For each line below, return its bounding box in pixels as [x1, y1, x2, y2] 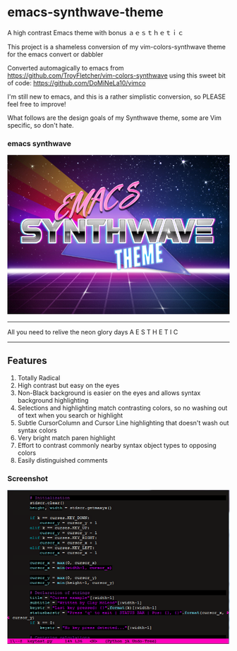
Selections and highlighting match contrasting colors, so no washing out [17, 403, 228, 412]
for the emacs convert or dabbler [7, 50, 104, 59]
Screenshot [7, 473, 48, 483]
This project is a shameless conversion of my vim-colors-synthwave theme [7, 42, 226, 51]
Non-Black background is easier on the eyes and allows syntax [17, 389, 201, 397]
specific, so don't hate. [7, 121, 74, 129]
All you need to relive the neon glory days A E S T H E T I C [7, 328, 178, 336]
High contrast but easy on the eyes [17, 381, 120, 389]
